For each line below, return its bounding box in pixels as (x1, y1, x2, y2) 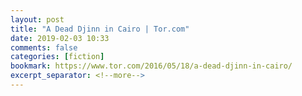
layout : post (10, 14, 65, 25)
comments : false (10, 42, 78, 53)
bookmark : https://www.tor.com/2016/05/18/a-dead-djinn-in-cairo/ (10, 61, 293, 71)
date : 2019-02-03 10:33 (10, 33, 110, 43)
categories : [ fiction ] (10, 52, 105, 62)
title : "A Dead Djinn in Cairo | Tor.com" (10, 24, 190, 34)
